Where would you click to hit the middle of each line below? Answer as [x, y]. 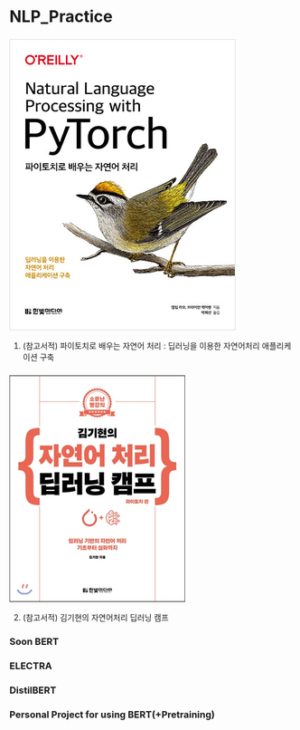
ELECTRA [31, 666]
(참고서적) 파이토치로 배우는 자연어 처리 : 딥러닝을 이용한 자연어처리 [141, 346]
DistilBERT [33, 690]
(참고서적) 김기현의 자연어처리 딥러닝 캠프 [95, 618]
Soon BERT [34, 641]
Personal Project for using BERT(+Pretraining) [112, 715]
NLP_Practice [61, 17]
